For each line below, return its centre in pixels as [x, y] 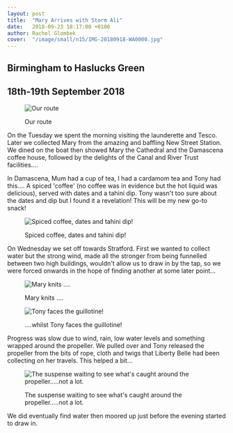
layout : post [26, 14]
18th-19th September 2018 [66, 91]
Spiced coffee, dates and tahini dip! [75, 235]
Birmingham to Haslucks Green [76, 68]
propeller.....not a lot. [54, 402]
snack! [17, 208]
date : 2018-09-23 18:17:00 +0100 [59, 26]
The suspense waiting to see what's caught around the [103, 395]
